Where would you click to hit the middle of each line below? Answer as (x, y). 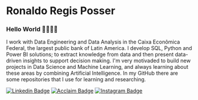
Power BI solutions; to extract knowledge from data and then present (90, 55)
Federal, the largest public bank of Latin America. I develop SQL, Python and (99, 48)
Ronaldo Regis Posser (61, 11)
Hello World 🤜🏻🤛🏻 (32, 29)
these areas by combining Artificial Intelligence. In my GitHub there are (92, 73)
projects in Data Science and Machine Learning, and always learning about (97, 67)
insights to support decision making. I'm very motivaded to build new (107, 61)
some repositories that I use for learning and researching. (76, 79)
